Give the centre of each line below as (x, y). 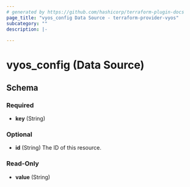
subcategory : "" (27, 23)
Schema (22, 87)
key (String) (30, 118)
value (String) (33, 177)
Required (20, 105)
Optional (19, 134)
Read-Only (23, 164)
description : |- (27, 29)
